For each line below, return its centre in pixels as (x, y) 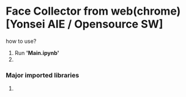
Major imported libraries (43, 75)
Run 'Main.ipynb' (37, 52)
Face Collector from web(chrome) (93, 11)
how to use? (21, 41)
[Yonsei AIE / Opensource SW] (84, 24)
